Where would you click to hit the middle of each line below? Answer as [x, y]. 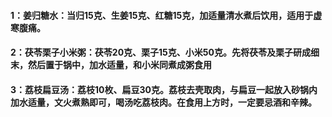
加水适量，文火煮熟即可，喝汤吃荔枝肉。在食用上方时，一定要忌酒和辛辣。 [163, 102]
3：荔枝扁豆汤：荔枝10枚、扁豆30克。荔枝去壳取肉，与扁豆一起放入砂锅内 [164, 89]
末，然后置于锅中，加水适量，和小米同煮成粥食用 [111, 65]
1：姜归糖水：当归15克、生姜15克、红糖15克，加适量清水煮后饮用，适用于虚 [166, 15]
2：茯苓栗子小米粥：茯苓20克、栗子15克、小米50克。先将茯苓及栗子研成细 [165, 52]
